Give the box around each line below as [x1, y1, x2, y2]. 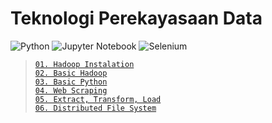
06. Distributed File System [34, 103, 157, 113]
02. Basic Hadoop [34, 68, 108, 78]
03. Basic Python [34, 77, 108, 87]
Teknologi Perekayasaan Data [10, 7, 263, 30]
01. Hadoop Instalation [34, 59, 135, 69]
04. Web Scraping [34, 85, 108, 96]
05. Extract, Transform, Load [34, 94, 162, 104]
